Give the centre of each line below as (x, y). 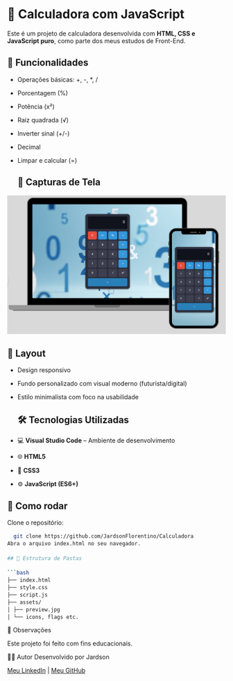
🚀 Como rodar (37, 506)
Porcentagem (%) (42, 93)
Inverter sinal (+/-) (43, 133)
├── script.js (28, 595)
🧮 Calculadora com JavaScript (96, 14)
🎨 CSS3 (28, 471)
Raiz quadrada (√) (43, 120)
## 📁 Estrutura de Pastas (44, 558)
